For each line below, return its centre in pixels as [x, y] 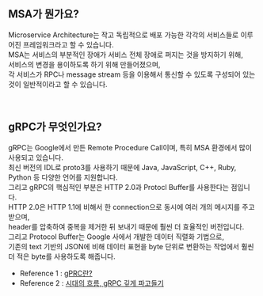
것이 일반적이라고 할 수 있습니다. [58, 84]
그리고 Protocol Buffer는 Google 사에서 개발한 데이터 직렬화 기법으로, [116, 237]
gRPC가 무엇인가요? [55, 127]
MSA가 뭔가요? [44, 14]
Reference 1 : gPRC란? [56, 273]
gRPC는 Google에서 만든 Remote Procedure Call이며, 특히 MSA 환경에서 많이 [130, 147]
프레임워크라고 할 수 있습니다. [68, 44]
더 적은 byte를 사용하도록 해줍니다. [62, 256]
